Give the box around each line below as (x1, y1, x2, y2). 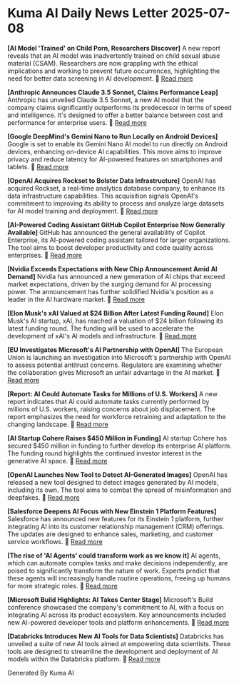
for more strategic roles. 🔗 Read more (7, 581, 118, 590)
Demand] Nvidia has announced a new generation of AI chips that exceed (7, 272, 225, 281)
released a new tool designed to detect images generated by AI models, (7, 478, 219, 486)
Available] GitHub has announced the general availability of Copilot (7, 228, 205, 236)
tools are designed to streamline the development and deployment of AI (7, 647, 218, 655)
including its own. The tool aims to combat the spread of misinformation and (7, 486, 232, 494)
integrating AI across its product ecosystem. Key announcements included (7, 610, 226, 619)
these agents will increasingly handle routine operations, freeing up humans (7, 573, 230, 583)
